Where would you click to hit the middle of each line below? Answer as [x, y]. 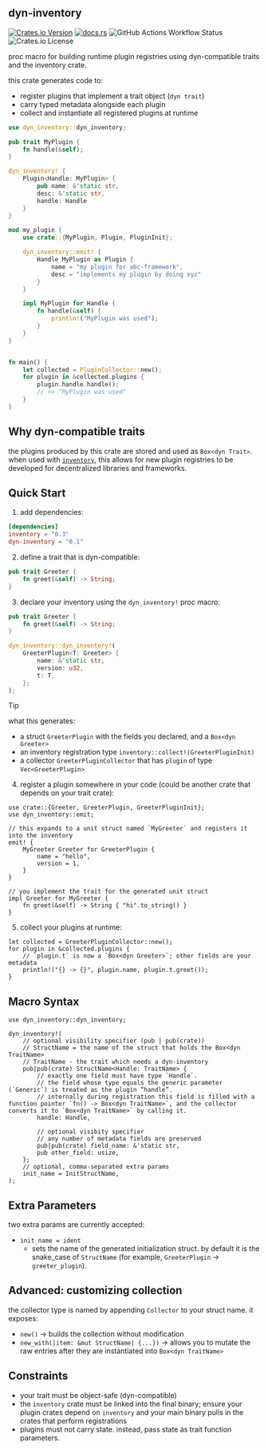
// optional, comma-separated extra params [96, 1167]
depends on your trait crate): [67, 793]
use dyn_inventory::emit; [51, 815]
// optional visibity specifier [91, 1132]
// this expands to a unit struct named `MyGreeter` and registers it [128, 829]
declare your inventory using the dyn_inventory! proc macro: [120, 602]
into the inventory [41, 836]
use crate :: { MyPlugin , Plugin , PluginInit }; [98, 238]
